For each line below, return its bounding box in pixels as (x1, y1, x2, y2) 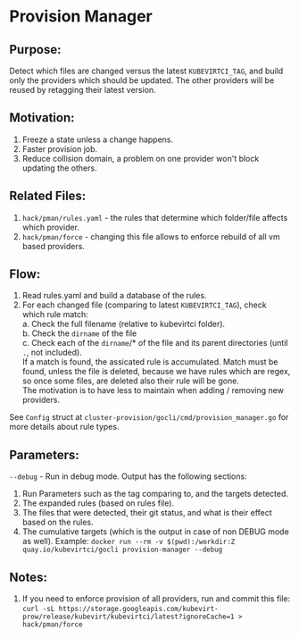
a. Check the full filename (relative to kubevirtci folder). (21, 319, 226, 330)
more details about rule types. (9, 422, 120, 432)
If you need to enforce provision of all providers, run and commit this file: (21, 593, 291, 604)
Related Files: (9, 189, 87, 204)
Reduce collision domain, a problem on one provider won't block (21, 153, 260, 164)
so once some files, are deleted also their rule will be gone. (21, 375, 239, 386)
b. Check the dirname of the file (21, 328, 137, 339)
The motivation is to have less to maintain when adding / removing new (21, 385, 284, 396)
